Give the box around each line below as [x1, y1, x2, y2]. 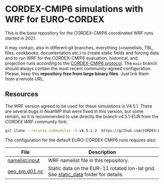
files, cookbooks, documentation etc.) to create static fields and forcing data [5, 50, 159, 56]
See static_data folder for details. [48, 171, 123, 178]
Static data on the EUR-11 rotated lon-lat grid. [48, 165, 156, 172]
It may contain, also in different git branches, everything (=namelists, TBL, [5, 45, 154, 50]
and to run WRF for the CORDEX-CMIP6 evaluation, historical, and [5, 55, 138, 61]
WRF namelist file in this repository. [48, 157, 129, 163]
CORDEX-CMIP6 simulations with [5, 3, 143, 15]
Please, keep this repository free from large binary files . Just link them [5, 70, 149, 76]
